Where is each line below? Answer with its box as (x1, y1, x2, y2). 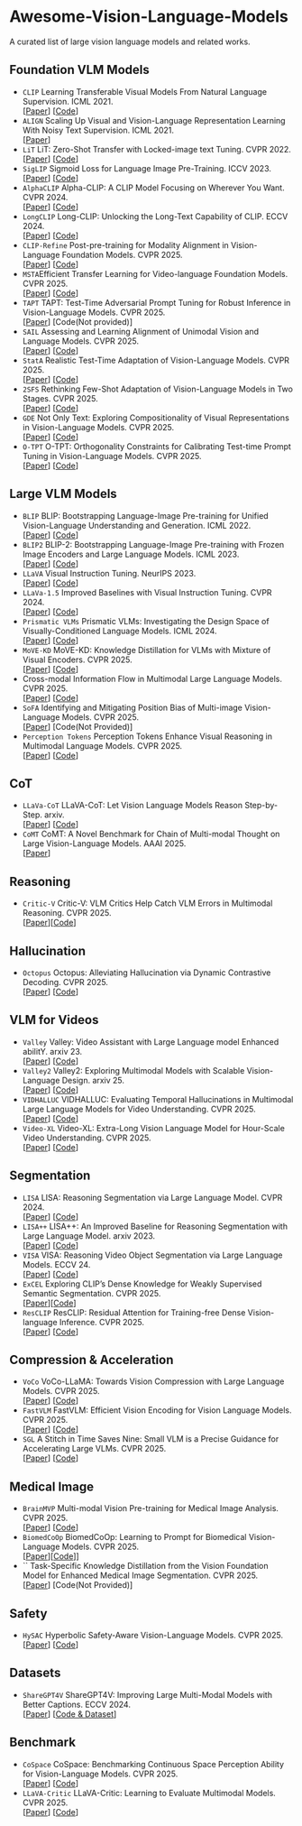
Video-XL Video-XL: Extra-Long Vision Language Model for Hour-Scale (22, 1122, 286, 1133)
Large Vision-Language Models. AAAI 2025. (22, 838, 187, 849)
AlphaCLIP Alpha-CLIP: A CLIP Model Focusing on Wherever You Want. (22, 182, 286, 193)
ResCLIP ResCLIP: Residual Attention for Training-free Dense (22, 1306, 246, 1318)
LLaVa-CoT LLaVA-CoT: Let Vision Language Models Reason (22, 800, 243, 811)
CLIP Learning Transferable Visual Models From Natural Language (22, 86, 268, 97)
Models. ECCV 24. (22, 1259, 91, 1269)
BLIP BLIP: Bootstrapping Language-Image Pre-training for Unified (22, 510, 269, 521)
